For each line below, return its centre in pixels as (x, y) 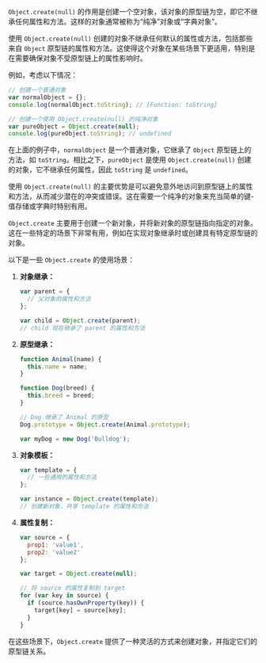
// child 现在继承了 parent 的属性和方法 (82, 328)
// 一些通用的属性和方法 (62, 478)
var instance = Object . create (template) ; (89, 499)
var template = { (48, 470)
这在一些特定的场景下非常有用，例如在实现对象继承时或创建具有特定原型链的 (133, 233)
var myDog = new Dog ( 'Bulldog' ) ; (75, 439)
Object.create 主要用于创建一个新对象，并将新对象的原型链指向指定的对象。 (133, 223)
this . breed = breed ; (61, 396)
